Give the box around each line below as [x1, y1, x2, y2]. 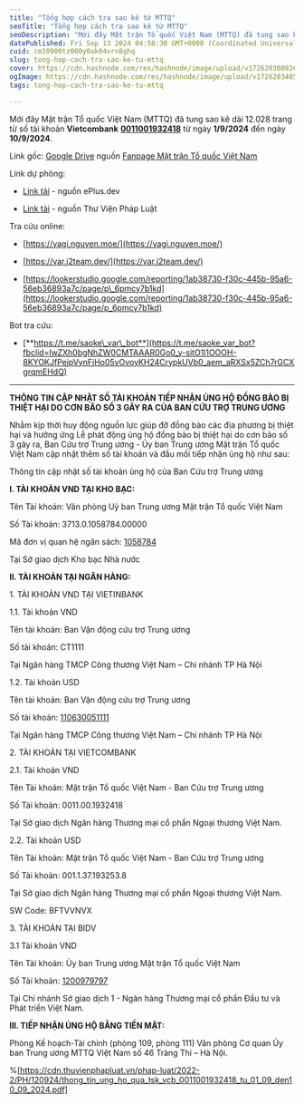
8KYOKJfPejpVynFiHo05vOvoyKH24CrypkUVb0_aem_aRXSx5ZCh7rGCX [22, 356, 295, 367]
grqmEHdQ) [22, 366, 68, 377]
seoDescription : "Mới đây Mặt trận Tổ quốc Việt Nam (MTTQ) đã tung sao [9, 30, 290, 39]
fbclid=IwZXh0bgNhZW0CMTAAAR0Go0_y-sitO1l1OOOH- [22, 346, 237, 358]
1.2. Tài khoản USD [9, 676, 80, 687]
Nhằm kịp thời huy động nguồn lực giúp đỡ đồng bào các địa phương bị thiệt [9, 419, 294, 431]
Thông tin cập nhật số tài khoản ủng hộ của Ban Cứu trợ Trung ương [9, 466, 264, 477]
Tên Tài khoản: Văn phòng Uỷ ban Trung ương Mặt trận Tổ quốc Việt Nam [9, 500, 283, 512]
